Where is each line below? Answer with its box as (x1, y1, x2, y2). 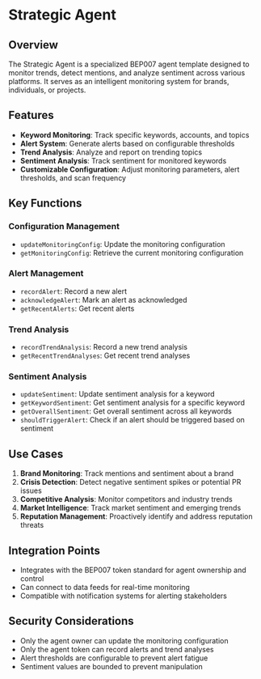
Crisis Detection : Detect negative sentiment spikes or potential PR (19, 477, 242, 487)
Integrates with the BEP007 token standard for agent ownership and (19, 565, 246, 575)
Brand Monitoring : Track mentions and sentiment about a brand (19, 469, 234, 478)
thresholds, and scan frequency (19, 172, 127, 183)
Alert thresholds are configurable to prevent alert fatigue (19, 653, 208, 663)
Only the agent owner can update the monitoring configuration (19, 635, 229, 645)
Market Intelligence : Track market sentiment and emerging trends (19, 503, 242, 513)
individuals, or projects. (8, 85, 86, 95)
